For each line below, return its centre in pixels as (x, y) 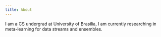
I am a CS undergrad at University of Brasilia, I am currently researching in (81, 24)
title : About (19, 10)
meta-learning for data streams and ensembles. (54, 29)
